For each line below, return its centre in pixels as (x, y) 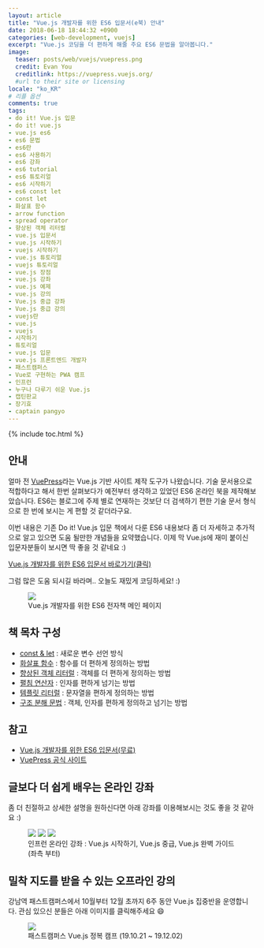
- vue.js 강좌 (30, 280)
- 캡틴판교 (23, 397)
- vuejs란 (24, 316)
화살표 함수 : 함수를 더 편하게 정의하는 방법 (85, 662)
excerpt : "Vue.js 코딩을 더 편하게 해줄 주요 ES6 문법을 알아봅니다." (111, 45)
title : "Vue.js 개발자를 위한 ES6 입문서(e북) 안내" (87, 23)
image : (19, 52)
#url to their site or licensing (70, 81)
